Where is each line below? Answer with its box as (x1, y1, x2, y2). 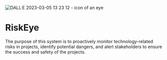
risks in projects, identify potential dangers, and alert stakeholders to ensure (5, 44, 162, 50)
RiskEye (5, 22, 39, 33)
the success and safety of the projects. (5, 49, 86, 55)
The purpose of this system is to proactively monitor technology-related (5, 38, 153, 44)
